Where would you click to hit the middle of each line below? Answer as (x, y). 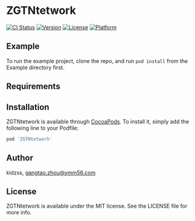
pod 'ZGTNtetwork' (29, 139)
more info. (19, 213)
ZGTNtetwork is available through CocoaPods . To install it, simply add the (97, 121)
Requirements (33, 86)
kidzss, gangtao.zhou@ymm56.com (51, 173)
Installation (28, 107)
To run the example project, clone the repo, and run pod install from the (97, 61)
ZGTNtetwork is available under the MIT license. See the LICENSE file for (97, 206)
